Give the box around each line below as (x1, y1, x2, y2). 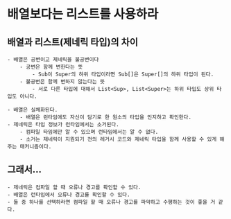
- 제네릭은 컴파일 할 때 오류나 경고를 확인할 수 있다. (7, 184, 142, 191)
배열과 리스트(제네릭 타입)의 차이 (7, 36, 139, 48)
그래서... (7, 164, 42, 175)
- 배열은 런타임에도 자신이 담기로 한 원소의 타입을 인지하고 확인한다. (19, 114, 192, 121)
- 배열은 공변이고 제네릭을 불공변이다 (7, 56, 99, 63)
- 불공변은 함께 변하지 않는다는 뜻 (19, 78, 105, 85)
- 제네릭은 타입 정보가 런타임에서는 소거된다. (7, 121, 119, 128)
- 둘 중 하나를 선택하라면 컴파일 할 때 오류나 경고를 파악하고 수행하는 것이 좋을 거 (7, 198, 216, 205)
